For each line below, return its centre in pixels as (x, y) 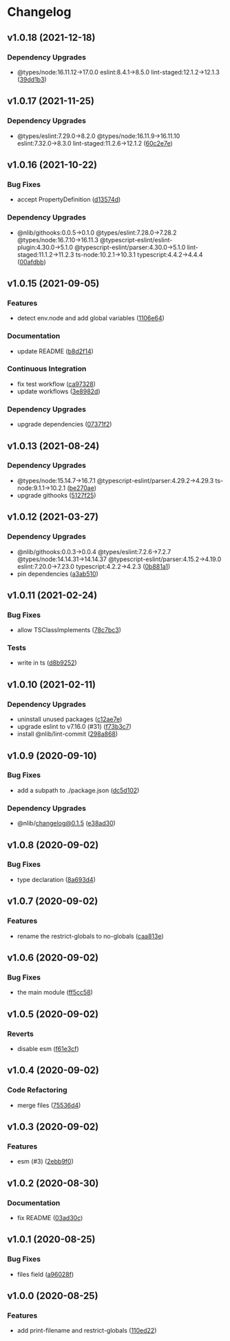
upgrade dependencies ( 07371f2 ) (64, 424)
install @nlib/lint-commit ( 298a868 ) (67, 734)
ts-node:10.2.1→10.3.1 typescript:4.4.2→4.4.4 (139, 254)
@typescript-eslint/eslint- (136, 239)
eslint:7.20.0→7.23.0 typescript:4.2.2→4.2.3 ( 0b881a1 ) (94, 566)
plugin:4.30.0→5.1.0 (45, 247)
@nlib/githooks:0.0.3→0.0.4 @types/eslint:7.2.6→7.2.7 (94, 551)
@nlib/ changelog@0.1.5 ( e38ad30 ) (66, 823)
